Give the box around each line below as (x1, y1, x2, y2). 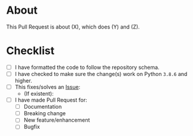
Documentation (23, 103, 62, 110)
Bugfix (23, 123, 40, 131)
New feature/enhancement (23, 116, 90, 124)
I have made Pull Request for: (14, 96, 88, 104)
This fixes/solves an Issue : (14, 84, 81, 90)
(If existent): (23, 90, 54, 97)
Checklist (6, 44, 55, 58)
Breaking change (23, 110, 66, 117)
